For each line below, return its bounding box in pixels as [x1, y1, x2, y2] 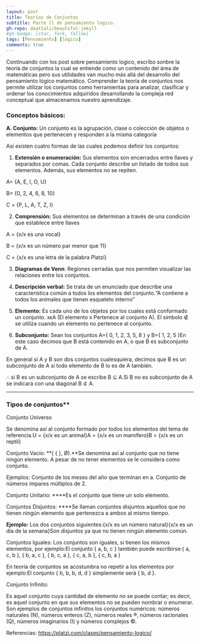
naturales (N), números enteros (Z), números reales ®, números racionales [6, 612, 189, 619]
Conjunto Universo [6, 414, 52, 421]
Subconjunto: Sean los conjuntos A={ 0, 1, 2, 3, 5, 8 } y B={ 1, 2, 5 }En [14, 332, 186, 339]
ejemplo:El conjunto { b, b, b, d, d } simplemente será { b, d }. [6, 569, 156, 576]
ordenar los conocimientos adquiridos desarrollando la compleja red [6, 90, 174, 97]
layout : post [6, 8, 39, 15]
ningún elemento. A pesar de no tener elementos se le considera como [6, 456, 180, 463]
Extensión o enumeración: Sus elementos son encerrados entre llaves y [14, 154, 193, 161]
